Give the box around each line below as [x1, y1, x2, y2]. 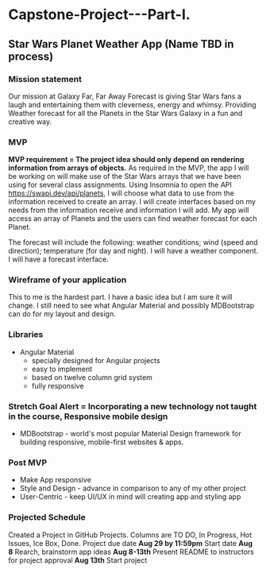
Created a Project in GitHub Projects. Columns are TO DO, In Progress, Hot [8, 530, 253, 540]
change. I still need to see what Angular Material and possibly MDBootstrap [8, 300, 255, 311]
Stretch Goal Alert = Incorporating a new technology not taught [8, 401, 257, 412]
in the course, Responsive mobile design [8, 411, 168, 422]
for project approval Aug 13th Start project [8, 555, 148, 565]
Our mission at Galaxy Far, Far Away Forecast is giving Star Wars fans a [8, 91, 242, 101]
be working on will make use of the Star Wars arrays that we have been [8, 172, 241, 181]
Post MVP [8, 457, 48, 468]
